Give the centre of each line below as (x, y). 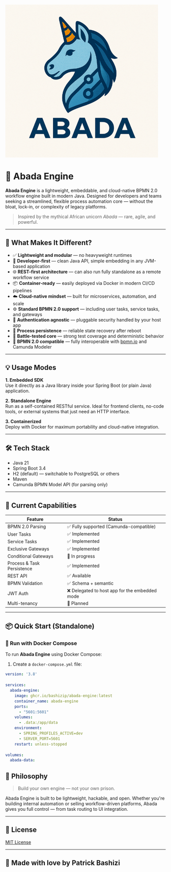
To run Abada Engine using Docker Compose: (54, 654)
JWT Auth (18, 593)
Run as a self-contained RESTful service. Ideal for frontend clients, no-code (85, 406)
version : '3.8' (21, 674)
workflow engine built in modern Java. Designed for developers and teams (83, 196)
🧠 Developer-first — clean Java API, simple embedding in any (78, 261)
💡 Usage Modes (31, 368)
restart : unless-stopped (41, 744)
